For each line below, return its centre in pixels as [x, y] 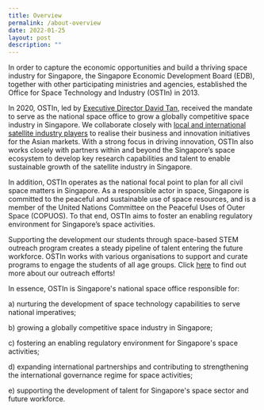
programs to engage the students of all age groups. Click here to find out [128, 265]
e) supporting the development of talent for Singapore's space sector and [128, 391]
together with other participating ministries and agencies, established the [128, 85]
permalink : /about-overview [55, 23]
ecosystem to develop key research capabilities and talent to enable [119, 158]
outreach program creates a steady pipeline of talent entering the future [126, 248]
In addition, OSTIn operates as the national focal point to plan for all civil [126, 182]
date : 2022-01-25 [37, 30]
